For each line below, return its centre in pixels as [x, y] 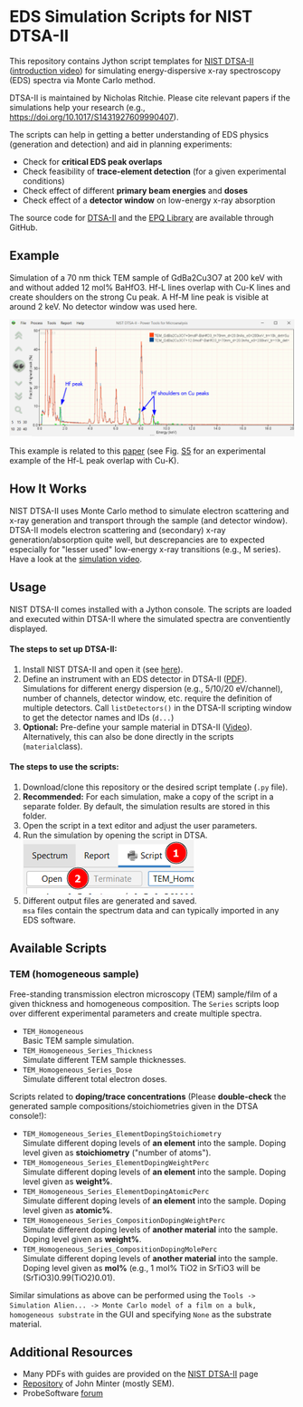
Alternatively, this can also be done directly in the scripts [128, 736]
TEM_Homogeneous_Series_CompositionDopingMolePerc [120, 1249]
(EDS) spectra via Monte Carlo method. [82, 80]
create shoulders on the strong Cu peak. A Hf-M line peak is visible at [139, 297]
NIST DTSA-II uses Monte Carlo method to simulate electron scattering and [149, 511]
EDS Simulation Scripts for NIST [131, 17]
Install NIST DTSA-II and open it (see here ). [103, 669]
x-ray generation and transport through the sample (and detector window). [148, 520]
